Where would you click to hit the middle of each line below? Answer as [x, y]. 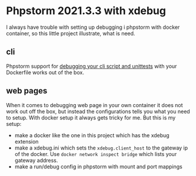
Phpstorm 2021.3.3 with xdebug [86, 11]
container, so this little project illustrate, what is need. [71, 33]
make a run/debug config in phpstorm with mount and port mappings [98, 167]
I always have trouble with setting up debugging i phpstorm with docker [93, 27]
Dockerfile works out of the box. [45, 72]
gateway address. [36, 160]
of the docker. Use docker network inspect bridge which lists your [96, 154]
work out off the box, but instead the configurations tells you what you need [98, 111]
